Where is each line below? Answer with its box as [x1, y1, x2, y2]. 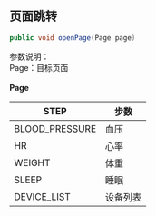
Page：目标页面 [9, 62, 69, 73]
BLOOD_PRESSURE [14, 122, 97, 134]
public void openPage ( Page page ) [9, 33, 136, 43]
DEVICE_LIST [14, 190, 71, 202]
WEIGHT [14, 156, 51, 169]
